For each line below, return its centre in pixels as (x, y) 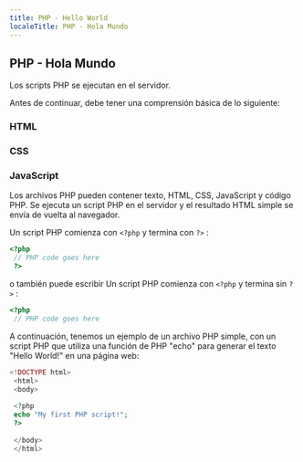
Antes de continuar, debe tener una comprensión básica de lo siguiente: (145, 103)
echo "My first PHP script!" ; (71, 415)
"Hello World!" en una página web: (74, 355)
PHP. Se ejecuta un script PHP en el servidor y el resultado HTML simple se (151, 205)
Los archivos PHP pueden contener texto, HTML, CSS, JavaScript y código (151, 195)
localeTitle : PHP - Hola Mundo (69, 26)
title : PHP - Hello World (58, 18)
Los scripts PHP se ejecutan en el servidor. (90, 85)
